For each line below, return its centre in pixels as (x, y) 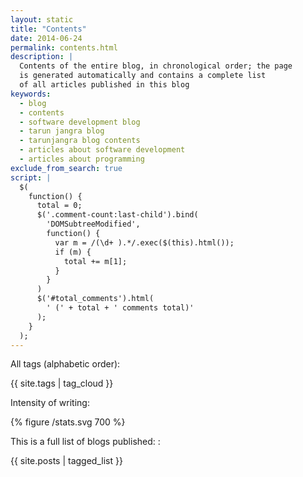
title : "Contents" (48, 29)
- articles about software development (102, 150)
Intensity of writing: (50, 403)
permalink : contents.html (64, 47)
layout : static (42, 19)
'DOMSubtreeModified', (93, 224)
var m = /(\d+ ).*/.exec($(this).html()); (144, 242)
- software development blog (80, 122)
